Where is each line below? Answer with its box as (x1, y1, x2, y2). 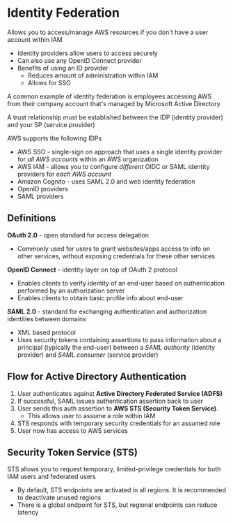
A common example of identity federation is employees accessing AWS (7, 92, 212, 101)
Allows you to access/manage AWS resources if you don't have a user (7, 28, 209, 36)
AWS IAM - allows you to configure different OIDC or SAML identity (17, 162, 210, 170)
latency (17, 508, 39, 517)
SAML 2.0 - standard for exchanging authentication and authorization (7, 307, 207, 316)
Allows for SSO (27, 78, 72, 87)
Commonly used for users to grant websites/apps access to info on (17, 244, 211, 253)
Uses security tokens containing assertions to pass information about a (17, 335, 222, 344)
